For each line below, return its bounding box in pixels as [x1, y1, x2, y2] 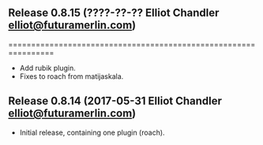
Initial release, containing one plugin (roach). [19, 128, 165, 137]
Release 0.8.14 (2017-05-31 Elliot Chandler [8, 95, 223, 108]
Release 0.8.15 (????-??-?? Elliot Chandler [8, 6, 220, 20]
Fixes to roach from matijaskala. [19, 71, 124, 81]
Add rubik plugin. [19, 63, 77, 72]
